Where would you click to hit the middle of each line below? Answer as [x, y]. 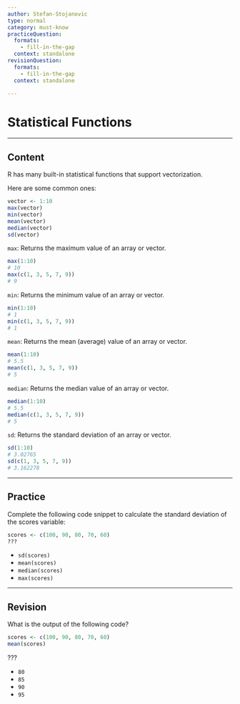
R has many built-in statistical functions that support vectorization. [105, 174]
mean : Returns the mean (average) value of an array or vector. [97, 342]
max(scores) [35, 579]
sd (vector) [24, 234]
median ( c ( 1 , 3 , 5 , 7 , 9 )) [46, 415]
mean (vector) [27, 221]
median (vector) [30, 228]
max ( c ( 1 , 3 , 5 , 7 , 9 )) [41, 275]
